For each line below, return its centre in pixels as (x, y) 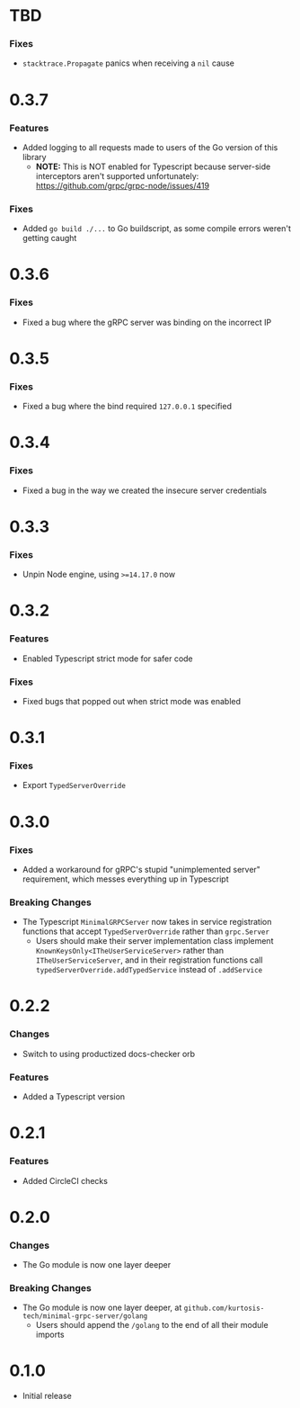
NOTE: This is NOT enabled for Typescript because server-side (153, 166)
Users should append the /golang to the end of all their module (152, 1325)
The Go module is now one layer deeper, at (102, 1308)
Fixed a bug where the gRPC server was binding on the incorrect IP (147, 322)
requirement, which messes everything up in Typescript (125, 879)
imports (50, 1335)
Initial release (47, 1396)
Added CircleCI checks (65, 1180)
